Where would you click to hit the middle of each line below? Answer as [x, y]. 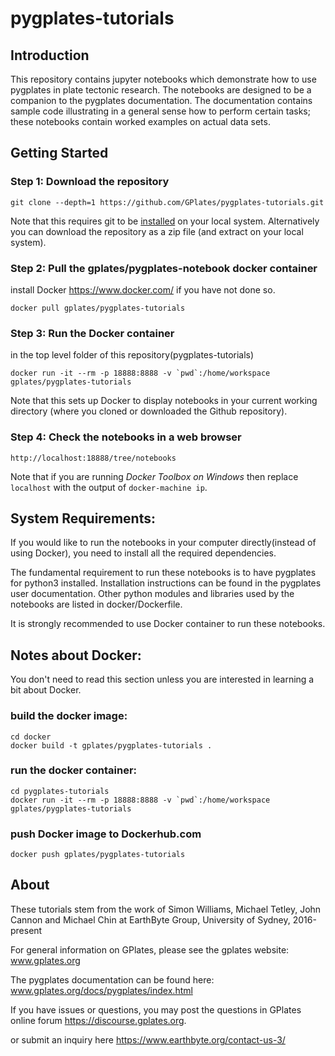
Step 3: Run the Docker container [92, 333]
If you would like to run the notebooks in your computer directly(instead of [163, 543]
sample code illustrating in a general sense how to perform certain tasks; [160, 111]
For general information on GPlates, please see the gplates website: [150, 949]
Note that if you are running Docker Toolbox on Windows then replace [154, 476]
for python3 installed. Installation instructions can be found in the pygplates [166, 583]
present [26, 930]
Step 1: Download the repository [90, 182]
